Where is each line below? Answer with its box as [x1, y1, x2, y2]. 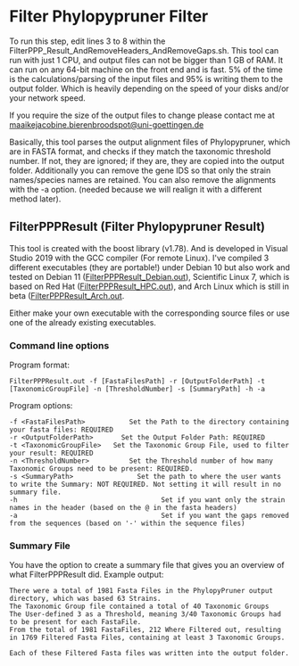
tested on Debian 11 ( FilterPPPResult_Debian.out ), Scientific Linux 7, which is [9, 271, 290, 282]
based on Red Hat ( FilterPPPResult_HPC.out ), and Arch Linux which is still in [9, 281, 290, 292]
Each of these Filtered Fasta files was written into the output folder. [9, 649, 290, 658]
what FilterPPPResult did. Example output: [9, 569, 164, 580]
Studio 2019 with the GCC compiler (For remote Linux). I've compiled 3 [9, 252, 270, 263]
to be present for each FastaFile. [9, 618, 142, 627]
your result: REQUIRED [9, 448, 94, 458]
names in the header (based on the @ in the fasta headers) [9, 504, 238, 513]
